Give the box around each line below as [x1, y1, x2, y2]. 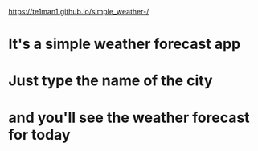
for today [8, 125, 71, 144]
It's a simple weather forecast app [8, 35, 241, 53]
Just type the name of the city [8, 71, 213, 90]
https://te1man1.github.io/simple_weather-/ [8, 7, 149, 16]
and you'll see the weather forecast [8, 108, 251, 127]
